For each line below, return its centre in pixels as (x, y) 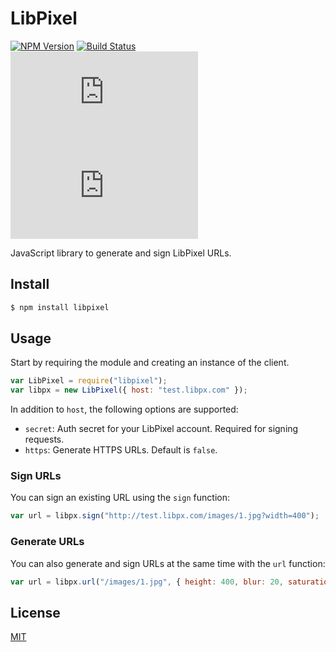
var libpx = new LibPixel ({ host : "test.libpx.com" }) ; (129, 390)
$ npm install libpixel (60, 307)
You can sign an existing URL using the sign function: (120, 498)
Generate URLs (47, 542)
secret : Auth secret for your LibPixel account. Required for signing (161, 429)
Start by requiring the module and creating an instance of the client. (150, 363)
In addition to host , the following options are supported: (124, 409)
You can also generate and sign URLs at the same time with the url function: (168, 563)
